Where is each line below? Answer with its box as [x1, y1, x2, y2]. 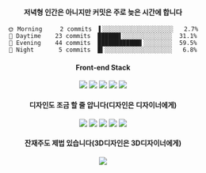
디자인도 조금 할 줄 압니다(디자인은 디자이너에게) [29, 100, 177, 110]
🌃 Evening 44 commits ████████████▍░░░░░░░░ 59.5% [9, 39, 197, 47]
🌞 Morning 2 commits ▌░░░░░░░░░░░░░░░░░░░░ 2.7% [7, 25, 199, 33]
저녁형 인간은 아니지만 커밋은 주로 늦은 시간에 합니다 [24, 7, 182, 17]
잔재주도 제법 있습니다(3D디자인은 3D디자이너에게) [24, 138, 182, 148]
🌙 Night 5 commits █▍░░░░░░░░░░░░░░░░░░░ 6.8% [9, 46, 197, 55]
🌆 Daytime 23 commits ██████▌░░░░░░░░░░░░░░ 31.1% [9, 32, 197, 40]
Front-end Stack [75, 62, 131, 72]
